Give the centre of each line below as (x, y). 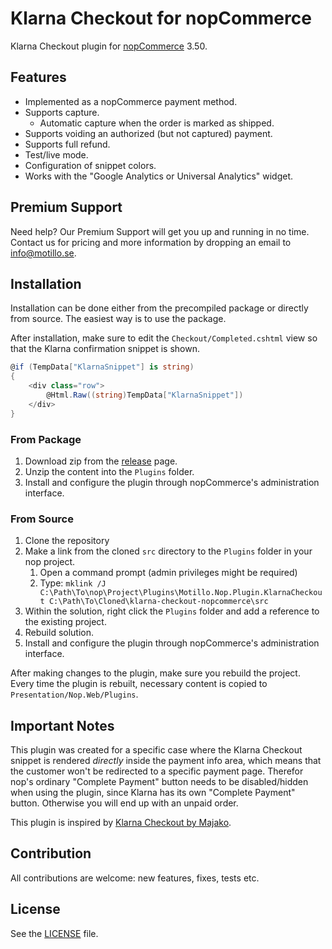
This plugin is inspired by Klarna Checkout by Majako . (121, 823)
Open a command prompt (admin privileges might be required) (168, 573)
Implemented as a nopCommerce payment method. (131, 101)
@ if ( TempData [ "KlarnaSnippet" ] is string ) (102, 367)
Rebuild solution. (59, 633)
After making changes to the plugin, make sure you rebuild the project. (155, 673)
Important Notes (62, 725)
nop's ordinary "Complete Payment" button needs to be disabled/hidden (159, 782)
